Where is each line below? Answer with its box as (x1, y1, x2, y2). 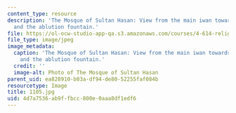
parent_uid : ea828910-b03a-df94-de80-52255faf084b (7, 75, 159, 83)
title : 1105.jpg (7, 88, 55, 95)
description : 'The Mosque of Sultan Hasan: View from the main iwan (7, 17, 212, 24)
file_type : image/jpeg (7, 36, 74, 44)
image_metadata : (7, 43, 55, 50)
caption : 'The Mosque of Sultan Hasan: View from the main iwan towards (13, 50, 231, 57)
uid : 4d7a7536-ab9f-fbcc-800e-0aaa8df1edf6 (7, 95, 137, 102)
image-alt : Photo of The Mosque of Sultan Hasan (13, 69, 159, 76)
